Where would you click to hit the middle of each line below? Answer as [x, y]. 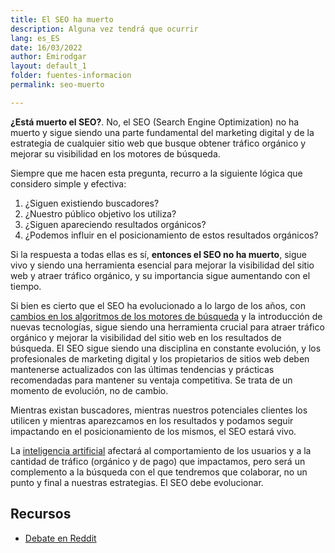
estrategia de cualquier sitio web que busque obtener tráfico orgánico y [158, 143]
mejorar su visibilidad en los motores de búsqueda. [115, 153]
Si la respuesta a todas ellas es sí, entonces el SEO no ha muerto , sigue [158, 254]
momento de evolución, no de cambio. [89, 390]
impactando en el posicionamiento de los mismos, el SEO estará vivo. [153, 431]
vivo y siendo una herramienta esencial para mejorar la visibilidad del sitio [162, 265]
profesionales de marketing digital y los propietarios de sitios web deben [160, 358]
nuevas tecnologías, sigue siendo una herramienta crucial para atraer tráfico [167, 327]
